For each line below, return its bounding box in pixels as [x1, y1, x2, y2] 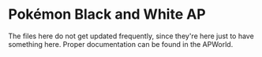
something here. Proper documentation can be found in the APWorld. [8, 39, 234, 48]
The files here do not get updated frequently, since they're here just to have [8, 31, 254, 41]
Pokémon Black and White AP [8, 5, 207, 23]
